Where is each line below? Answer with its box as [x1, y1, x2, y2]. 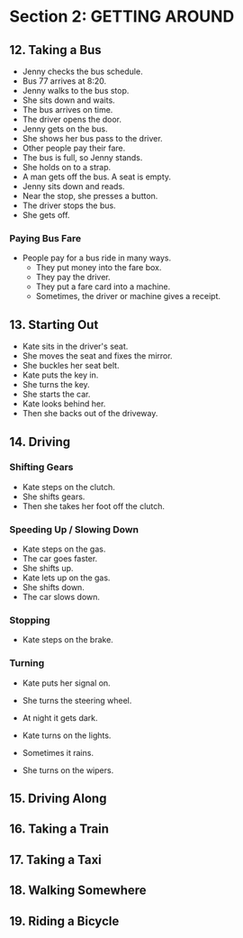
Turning [9, 657, 45, 669]
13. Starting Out [9, 317, 99, 332]
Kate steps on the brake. [22, 634, 114, 645]
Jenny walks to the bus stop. [22, 86, 130, 96]
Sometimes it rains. [22, 747, 94, 758]
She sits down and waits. [22, 95, 115, 105]
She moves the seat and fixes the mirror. [22, 351, 173, 361]
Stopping [9, 615, 51, 627]
